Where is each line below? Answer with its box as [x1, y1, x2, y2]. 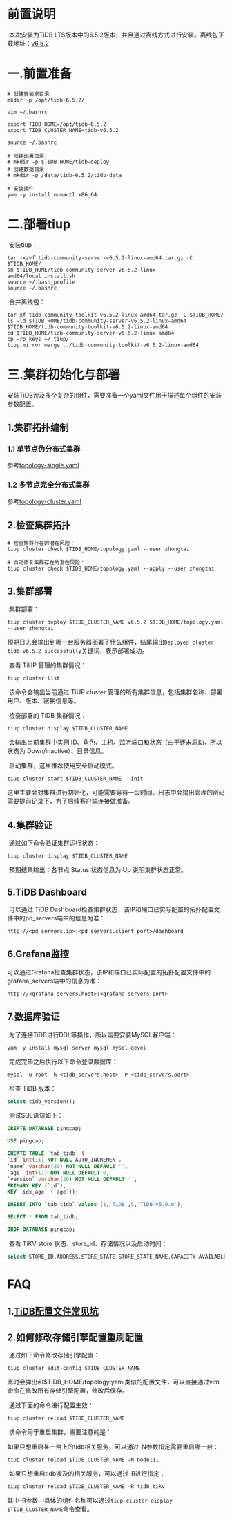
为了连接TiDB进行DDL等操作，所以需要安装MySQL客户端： [8, 1030, 177, 1039]
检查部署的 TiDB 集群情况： [8, 712, 87, 720]
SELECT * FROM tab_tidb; [7, 1214, 79, 1221]
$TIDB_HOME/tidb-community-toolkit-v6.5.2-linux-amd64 [7, 323, 168, 331]
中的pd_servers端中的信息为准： [12, 914, 106, 922]
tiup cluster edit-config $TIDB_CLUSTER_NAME [7, 1365, 140, 1372]
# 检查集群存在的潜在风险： [7, 539, 76, 546]
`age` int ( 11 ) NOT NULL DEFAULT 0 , [7, 1169, 110, 1176]
